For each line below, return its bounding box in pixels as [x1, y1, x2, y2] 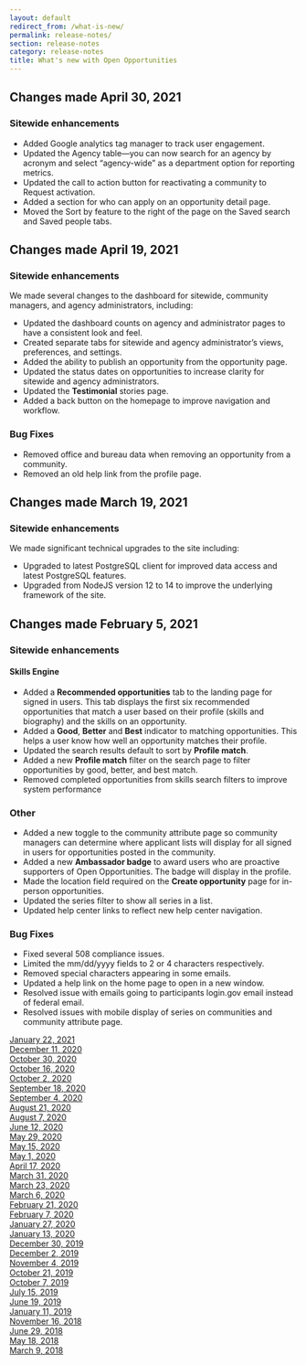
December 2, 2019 [9, 1248, 79, 1259]
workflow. [22, 405, 60, 416]
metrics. [22, 166, 55, 178]
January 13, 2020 [9, 1229, 76, 1240]
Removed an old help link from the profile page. [22, 468, 202, 479]
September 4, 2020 [9, 1093, 83, 1104]
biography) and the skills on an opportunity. [22, 715, 187, 727]
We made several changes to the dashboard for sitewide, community [9, 290, 269, 302]
